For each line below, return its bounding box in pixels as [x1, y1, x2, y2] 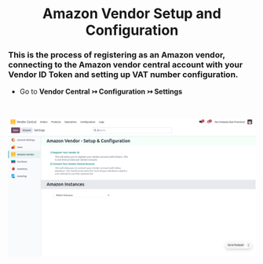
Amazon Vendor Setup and [42, 5, 221, 23]
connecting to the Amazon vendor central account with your [8, 60, 243, 71]
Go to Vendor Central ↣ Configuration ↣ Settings [19, 87, 183, 97]
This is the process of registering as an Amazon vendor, [8, 49, 225, 60]
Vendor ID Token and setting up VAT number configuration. [8, 69, 239, 80]
